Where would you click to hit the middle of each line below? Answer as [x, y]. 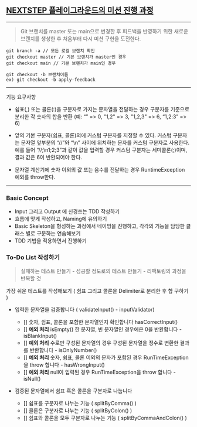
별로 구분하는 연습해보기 [53, 234]
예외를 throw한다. [35, 177]
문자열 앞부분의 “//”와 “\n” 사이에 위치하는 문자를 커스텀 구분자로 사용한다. [105, 142]
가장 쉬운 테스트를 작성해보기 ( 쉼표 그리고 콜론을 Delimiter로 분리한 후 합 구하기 [97, 291]
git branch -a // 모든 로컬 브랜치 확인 [50, 51]
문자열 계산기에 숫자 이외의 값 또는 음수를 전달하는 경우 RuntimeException [100, 169]
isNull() [32, 379]
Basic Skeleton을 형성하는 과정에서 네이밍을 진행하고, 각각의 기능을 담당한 [100, 226]
